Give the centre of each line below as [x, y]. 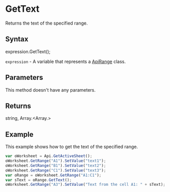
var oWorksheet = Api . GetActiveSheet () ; [49, 156]
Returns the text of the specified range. [47, 23]
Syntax [17, 39]
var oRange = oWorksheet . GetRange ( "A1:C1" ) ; [53, 175]
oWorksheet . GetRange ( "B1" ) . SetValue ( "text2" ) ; [56, 165]
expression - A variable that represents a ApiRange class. [66, 61]
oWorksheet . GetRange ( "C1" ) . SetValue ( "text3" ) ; [56, 170]
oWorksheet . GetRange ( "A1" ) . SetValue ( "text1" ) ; [56, 161]
